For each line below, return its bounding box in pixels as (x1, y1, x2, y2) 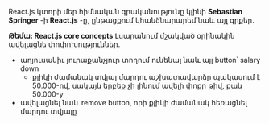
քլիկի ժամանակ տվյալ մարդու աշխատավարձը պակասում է (31, 72, 261, 81)
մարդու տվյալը (19, 106, 77, 116)
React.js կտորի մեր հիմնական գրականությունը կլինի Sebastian (8, 7, 243, 16)
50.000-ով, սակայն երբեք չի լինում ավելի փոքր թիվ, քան (31, 81, 243, 90)
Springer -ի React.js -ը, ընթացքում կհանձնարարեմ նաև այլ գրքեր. (8, 15, 255, 25)
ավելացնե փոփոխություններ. (8, 39, 121, 49)
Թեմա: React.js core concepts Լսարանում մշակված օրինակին (8, 31, 235, 40)
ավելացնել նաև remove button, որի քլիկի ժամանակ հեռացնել (19, 98, 247, 107)
